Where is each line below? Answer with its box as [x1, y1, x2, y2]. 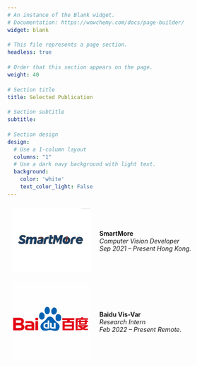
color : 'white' [20, 176, 65, 183]
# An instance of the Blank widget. [7, 11, 115, 18]
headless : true [7, 49, 52, 56]
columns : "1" [13, 153, 52, 161]
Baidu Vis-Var [99, 310, 141, 319]
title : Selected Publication [7, 93, 93, 101]
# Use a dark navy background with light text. [13, 161, 157, 168]
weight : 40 [7, 71, 40, 78]
